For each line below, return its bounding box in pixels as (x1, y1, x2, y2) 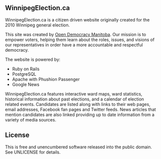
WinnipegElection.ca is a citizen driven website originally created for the (5, 17, 150, 22)
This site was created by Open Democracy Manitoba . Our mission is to (5, 31, 146, 37)
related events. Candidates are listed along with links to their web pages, (5, 101, 151, 107)
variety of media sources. (5, 117, 56, 122)
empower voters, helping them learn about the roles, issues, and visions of (5, 37, 155, 42)
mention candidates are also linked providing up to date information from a (5, 112, 155, 118)
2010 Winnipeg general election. (5, 22, 70, 28)
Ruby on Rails (12, 66, 40, 72)
